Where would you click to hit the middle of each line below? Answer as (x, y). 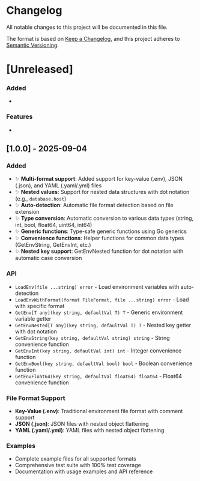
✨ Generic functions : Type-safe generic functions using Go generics (101, 231)
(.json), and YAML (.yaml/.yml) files (58, 186)
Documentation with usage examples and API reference (84, 471)
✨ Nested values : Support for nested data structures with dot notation (102, 192)
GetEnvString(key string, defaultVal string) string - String (92, 337)
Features (20, 116)
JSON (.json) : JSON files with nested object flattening (82, 424)
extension (27, 212)
